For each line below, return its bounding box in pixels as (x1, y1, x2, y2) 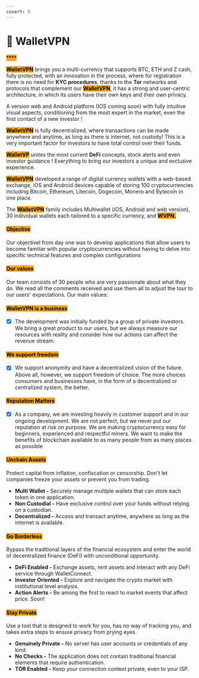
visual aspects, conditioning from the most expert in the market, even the (6, 108, 185, 116)
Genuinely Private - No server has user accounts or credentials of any (14, 640, 188, 647)
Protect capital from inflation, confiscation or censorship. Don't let (6, 469, 168, 477)
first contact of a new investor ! (6, 115, 83, 122)
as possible (14, 442, 43, 450)
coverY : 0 (6, 8, 31, 15)
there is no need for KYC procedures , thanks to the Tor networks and (6, 78, 177, 85)
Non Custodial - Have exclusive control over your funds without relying (14, 500, 189, 507)
